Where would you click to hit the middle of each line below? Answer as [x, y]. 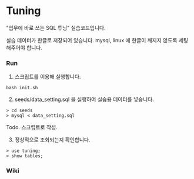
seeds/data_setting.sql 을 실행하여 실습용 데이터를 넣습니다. [84, 99]
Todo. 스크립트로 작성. [32, 127]
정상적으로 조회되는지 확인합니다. [52, 140]
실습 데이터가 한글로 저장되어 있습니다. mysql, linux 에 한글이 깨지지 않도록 [92, 40]
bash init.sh [22, 88]
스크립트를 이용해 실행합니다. [48, 77]
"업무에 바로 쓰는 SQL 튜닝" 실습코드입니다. [56, 28]
